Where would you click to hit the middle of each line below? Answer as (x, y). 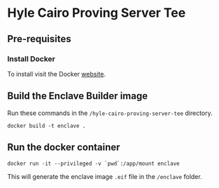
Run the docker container (64, 148)
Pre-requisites (39, 39)
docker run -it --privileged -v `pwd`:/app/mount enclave (93, 163)
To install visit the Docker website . (57, 74)
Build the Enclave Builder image (78, 96)
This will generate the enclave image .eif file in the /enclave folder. (105, 176)
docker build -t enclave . (47, 126)
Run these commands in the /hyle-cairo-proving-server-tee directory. (110, 113)
